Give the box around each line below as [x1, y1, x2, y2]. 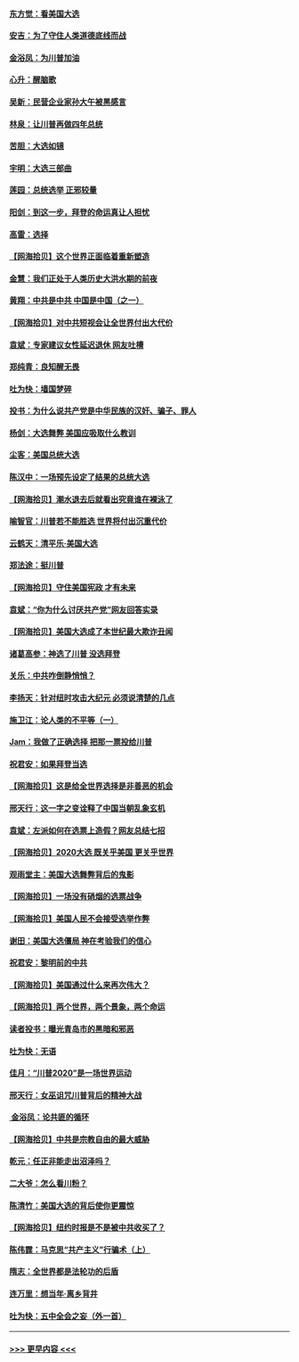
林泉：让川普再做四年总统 [9, 119, 103, 129]
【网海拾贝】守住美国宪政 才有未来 [9, 582, 136, 593]
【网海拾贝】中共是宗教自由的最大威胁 [9, 1134, 149, 1144]
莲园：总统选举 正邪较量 [9, 185, 98, 195]
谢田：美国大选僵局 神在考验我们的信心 [9, 935, 152, 945]
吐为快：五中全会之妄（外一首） [9, 1310, 126, 1321]
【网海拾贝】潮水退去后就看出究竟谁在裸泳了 [9, 493, 174, 504]
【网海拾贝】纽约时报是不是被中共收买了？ [9, 1222, 166, 1233]
